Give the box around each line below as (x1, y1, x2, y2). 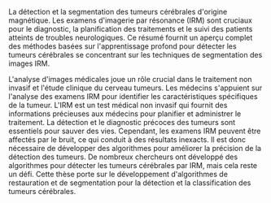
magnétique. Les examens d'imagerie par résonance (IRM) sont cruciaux (8, 15, 252, 25)
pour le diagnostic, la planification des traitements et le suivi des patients (8, 24, 253, 33)
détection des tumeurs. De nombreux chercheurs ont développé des (8, 152, 238, 162)
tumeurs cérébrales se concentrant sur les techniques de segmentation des (8, 50, 263, 59)
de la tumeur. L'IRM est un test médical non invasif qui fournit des (8, 101, 228, 110)
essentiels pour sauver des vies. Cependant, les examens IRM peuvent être (8, 126, 261, 136)
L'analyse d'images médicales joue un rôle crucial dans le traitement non (8, 75, 252, 84)
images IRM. (8, 58, 50, 68)
